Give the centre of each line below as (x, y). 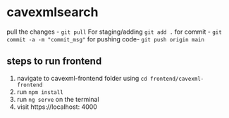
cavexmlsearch (52, 12)
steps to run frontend (54, 61)
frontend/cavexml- (177, 79)
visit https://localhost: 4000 (57, 107)
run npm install (40, 91)
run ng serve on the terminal (58, 99)
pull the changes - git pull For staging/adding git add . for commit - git (114, 32)
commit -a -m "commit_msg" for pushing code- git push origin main (106, 39)
